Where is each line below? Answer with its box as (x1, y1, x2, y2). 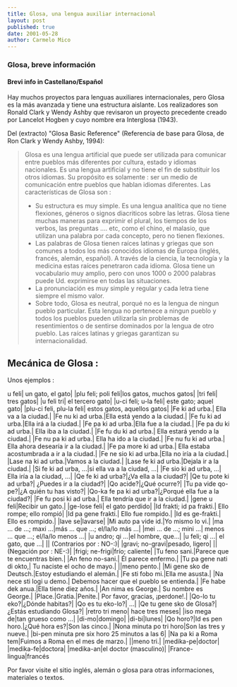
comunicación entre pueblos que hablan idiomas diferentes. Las (24, 181, 212, 189)
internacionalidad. (35, 337, 88, 345)
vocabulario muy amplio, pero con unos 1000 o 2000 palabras (35, 269, 217, 277)
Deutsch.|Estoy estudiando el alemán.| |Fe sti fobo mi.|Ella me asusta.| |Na (7, 570, 224, 578)
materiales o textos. (7, 674, 65, 682)
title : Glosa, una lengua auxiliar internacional (7, 10, 157, 18)
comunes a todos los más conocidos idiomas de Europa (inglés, (35, 246, 221, 255)
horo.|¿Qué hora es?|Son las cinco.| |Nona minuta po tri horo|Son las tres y (7, 622, 226, 631)
